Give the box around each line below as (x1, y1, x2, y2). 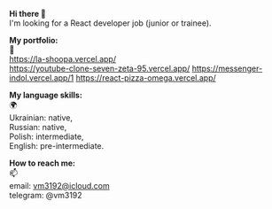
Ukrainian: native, (9, 112, 74, 123)
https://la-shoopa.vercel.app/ (9, 54, 117, 64)
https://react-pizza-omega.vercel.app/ (75, 73, 217, 83)
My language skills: (9, 89, 82, 100)
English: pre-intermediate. (9, 141, 105, 151)
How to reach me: (9, 158, 75, 168)
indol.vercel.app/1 (9, 73, 74, 83)
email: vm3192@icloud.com (9, 181, 110, 190)
